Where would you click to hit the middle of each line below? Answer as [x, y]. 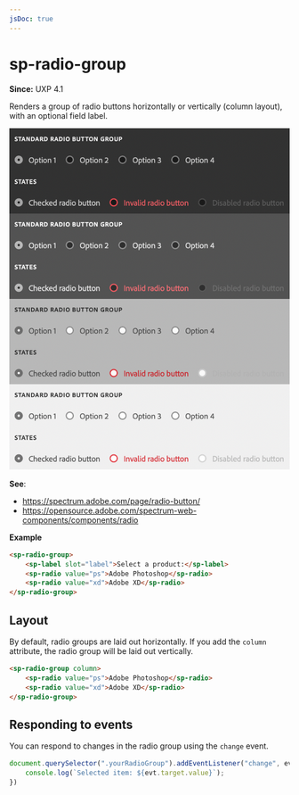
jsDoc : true [31, 19]
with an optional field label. [59, 115]
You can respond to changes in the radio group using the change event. [139, 746]
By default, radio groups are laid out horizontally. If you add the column [138, 642]
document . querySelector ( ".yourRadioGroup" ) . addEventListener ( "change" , [145, 764]
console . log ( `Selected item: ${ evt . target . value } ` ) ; [125, 773]
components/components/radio [80, 520]
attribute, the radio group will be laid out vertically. [101, 650]
